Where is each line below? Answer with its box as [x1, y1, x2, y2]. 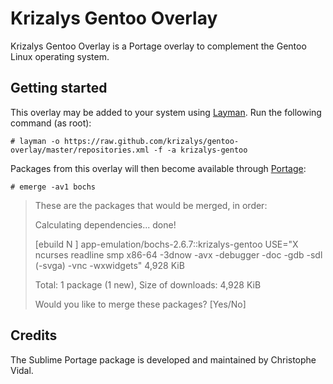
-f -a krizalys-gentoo [153, 145, 248, 155]
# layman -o [10, 136, 60, 146]
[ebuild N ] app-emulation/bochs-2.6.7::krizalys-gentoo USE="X [34, 238, 299, 250]
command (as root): [10, 117, 92, 129]
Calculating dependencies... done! [34, 218, 177, 231]
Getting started [10, 80, 108, 97]
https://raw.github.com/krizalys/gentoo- [63, 136, 240, 146]
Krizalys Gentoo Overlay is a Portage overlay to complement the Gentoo [10, 40, 307, 52]
